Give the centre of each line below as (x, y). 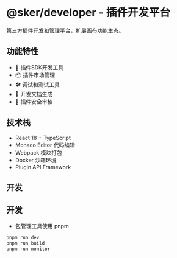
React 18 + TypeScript (43, 138)
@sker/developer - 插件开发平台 (88, 12)
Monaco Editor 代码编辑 (45, 145)
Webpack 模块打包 (38, 152)
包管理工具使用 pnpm (42, 226)
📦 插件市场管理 (35, 75)
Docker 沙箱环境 (36, 160)
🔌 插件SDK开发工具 (39, 67)
